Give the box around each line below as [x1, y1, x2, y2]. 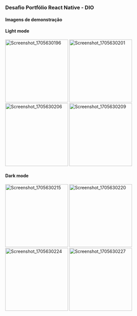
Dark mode [5, 173, 29, 179]
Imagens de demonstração [5, 17, 63, 23]
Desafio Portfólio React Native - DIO [5, 4, 94, 11]
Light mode [5, 28, 30, 34]
